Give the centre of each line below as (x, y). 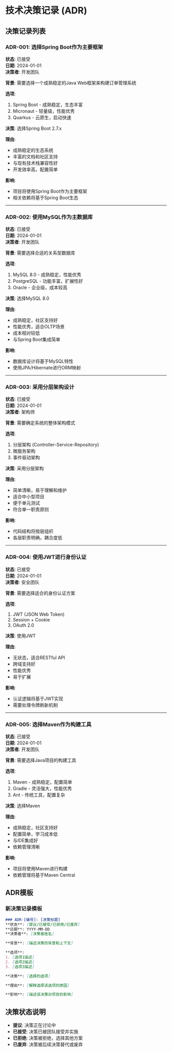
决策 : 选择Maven (23, 806)
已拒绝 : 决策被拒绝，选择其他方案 (48, 1038)
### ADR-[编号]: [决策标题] (33, 920)
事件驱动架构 (26, 458)
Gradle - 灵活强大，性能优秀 (42, 789)
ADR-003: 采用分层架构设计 (40, 387)
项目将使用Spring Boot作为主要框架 (50, 191)
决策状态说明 (26, 1012)
